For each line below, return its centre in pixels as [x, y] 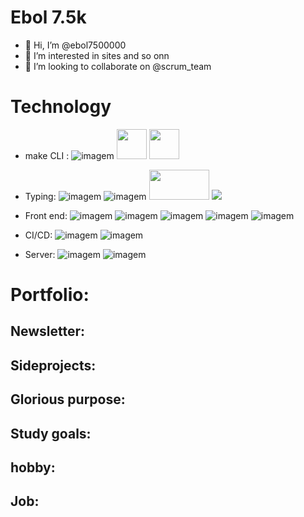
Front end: [46, 215]
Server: [40, 254]
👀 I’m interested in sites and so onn [97, 55]
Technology [61, 107]
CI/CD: [38, 235]
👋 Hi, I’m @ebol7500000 [75, 45]
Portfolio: [50, 295]
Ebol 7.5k [48, 17]
